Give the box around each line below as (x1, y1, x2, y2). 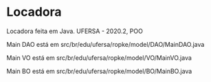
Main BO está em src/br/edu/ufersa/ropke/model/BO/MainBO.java (6, 67, 192, 75)
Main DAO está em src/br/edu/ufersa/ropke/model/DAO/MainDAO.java (6, 40, 205, 48)
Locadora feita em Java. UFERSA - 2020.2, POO (6, 27, 144, 35)
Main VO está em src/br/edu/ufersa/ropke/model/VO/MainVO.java (6, 53, 192, 62)
